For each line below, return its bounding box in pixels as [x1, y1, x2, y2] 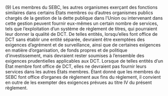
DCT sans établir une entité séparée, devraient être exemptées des [5, 36, 145, 42]
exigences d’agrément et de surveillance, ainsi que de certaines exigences [5, 42, 161, 47]
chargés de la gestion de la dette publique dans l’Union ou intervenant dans [5, 15, 163, 21]
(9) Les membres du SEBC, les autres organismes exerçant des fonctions [5, 5, 158, 10]
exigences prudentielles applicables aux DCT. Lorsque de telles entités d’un [5, 58, 163, 64]
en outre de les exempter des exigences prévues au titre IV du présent [5, 79, 152, 85]
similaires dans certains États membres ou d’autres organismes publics [5, 10, 153, 16]
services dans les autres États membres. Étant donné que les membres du [5, 69, 160, 75]
